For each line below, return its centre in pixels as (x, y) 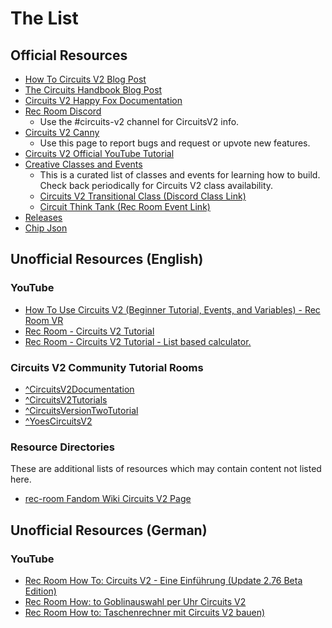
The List (44, 18)
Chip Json (46, 228)
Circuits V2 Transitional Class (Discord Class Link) (143, 196)
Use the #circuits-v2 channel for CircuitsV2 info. (139, 121)
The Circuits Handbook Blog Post (93, 90)
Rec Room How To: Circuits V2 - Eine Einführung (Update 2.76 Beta (163, 580)
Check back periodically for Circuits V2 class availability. (156, 185)
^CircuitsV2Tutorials (66, 399)
